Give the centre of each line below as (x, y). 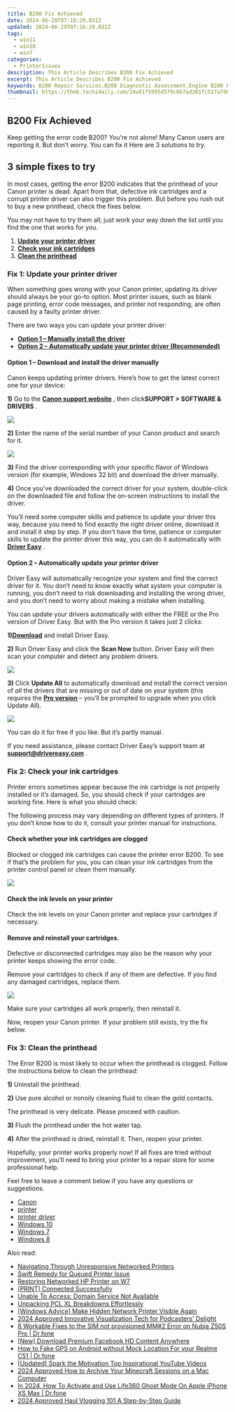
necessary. (23, 922)
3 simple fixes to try (51, 167)
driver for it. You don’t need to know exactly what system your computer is (115, 586)
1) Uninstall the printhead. (44, 1084)
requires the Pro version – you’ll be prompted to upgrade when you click (112, 698)
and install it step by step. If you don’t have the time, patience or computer (114, 532)
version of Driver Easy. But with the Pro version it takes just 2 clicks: (105, 622)
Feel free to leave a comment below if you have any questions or (100, 1180)
